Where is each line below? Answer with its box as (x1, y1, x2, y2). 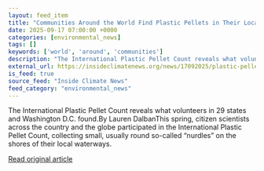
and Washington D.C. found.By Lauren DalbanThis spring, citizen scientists (8, 115, 250, 124)
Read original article (8, 155, 73, 164)
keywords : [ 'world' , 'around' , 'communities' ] (8, 48, 163, 56)
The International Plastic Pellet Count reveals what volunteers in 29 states (8, 106, 247, 115)
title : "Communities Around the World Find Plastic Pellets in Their (8, 19, 241, 27)
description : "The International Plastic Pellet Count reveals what (8, 56, 237, 64)
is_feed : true (8, 70, 55, 78)
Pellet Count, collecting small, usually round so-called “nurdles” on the (8, 131, 237, 140)
